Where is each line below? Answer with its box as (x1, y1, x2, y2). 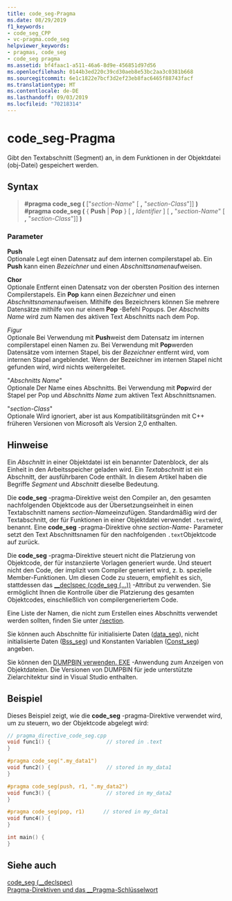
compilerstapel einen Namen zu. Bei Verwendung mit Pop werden (7, 340, 194, 349)
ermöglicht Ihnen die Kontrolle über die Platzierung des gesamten (7, 588, 195, 596)
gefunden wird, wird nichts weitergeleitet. (7, 363, 126, 371)
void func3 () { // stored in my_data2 (7, 789, 172, 796)
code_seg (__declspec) (7, 878, 73, 886)
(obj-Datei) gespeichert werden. (7, 160, 99, 169)
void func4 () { (7, 815, 51, 822)
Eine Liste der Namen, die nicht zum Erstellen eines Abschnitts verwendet (7, 609, 218, 617)
